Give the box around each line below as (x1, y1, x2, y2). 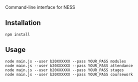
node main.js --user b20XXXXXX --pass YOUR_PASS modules (5, 58, 126, 64)
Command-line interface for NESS (5, 4, 75, 10)
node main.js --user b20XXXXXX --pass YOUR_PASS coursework (5, 72, 133, 77)
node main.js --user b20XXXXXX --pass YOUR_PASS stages (5, 67, 124, 72)
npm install (5, 32, 30, 37)
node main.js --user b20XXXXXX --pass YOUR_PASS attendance (5, 63, 133, 68)
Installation (5, 18, 41, 27)
